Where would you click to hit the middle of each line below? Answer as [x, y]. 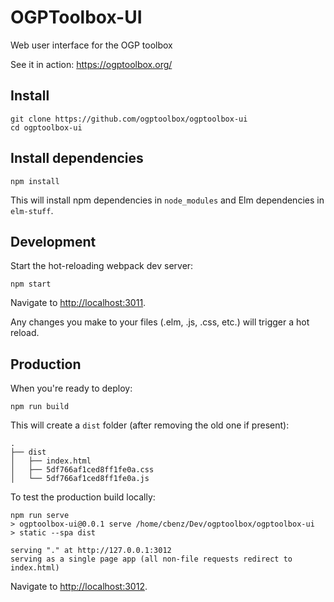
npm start [31, 284]
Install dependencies [77, 158]
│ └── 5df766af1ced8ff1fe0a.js [80, 479]
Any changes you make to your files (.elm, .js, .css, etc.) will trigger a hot [160, 322]
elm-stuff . [32, 210]
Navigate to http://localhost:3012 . [79, 587]
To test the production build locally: [83, 497]
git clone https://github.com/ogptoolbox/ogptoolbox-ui [129, 119]
